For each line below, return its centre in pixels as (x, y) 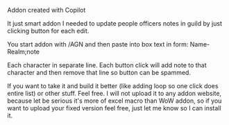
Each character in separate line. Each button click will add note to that (107, 65)
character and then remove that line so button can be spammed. (99, 73)
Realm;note (24, 52)
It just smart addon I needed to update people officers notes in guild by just (114, 23)
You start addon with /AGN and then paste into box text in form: (98, 44)
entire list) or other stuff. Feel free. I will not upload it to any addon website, (114, 93)
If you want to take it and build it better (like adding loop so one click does (113, 86)
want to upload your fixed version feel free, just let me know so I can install (114, 108)
